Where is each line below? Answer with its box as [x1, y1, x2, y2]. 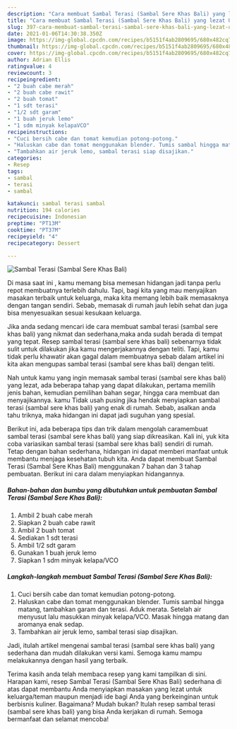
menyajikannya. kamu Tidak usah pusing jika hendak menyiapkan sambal [7, 396, 220, 404]
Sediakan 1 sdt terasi [17, 534, 78, 542]
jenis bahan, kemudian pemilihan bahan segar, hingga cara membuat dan [7, 389, 220, 397]
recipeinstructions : [7, 128, 68, 135]
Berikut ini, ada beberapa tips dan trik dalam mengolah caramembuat [7, 425, 208, 433]
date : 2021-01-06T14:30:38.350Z [7, 30, 102, 37]
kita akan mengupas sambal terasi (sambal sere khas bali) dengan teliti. [7, 360, 215, 368]
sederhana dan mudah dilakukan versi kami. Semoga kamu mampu [7, 649, 202, 657]
